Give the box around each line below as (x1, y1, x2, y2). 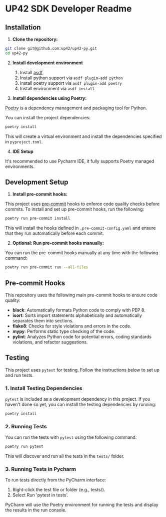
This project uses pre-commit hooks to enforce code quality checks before (5, 201, 160, 207)
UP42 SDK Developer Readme (5, 3, 132, 15)
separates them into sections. (12, 318, 74, 323)
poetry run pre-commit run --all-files (5, 265, 88, 270)
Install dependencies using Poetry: (12, 95, 87, 101)
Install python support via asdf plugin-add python (19, 75, 123, 81)
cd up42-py (5, 51, 28, 56)
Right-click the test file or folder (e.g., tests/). (12, 487, 105, 493)
